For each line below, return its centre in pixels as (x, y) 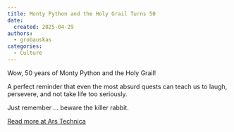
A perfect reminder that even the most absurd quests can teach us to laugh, (117, 86)
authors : (20, 33)
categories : (25, 46)
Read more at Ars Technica (47, 121)
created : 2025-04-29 (44, 27)
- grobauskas (33, 40)
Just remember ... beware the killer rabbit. (68, 107)
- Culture (28, 53)
